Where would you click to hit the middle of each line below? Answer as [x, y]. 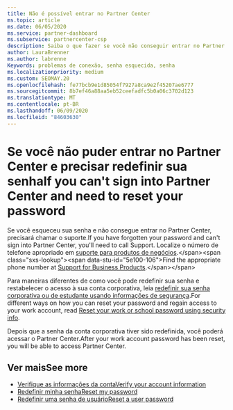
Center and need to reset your [95, 196]
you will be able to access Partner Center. [67, 346]
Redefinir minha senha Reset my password [77, 392]
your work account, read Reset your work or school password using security [116, 310]
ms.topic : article [34, 20]
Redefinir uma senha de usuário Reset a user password [95, 399]
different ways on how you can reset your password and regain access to [112, 303]
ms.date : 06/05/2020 [37, 26]
